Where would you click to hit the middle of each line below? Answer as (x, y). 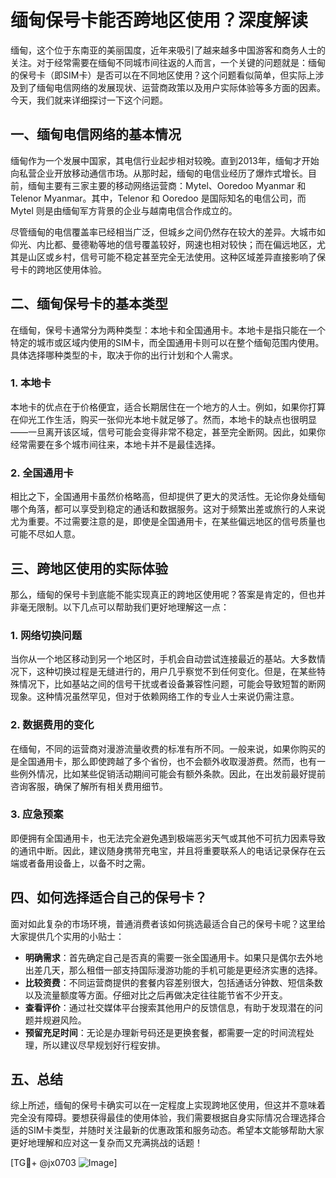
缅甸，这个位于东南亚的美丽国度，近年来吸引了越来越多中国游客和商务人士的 (168, 50)
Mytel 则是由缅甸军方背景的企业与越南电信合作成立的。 (124, 210)
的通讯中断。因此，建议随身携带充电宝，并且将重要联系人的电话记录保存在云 (168, 850)
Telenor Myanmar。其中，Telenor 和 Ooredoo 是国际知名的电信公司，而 (158, 198)
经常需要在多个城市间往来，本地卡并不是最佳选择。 (115, 444)
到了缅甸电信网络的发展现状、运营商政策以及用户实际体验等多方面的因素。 (172, 87)
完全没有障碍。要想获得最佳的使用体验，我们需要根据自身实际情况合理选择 (163, 1118)
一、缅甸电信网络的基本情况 (96, 134)
